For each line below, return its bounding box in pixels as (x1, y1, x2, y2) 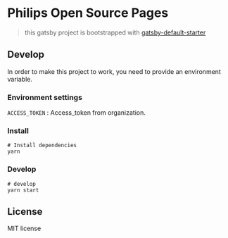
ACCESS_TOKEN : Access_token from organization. (7, 108, 146, 117)
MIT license (7, 224, 42, 233)
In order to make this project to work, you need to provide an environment (7, 67, 222, 75)
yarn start (7, 187, 39, 194)
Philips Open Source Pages (7, 5, 169, 21)
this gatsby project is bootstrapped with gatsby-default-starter (24, 28, 206, 37)
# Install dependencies (7, 142, 77, 149)
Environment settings (7, 92, 83, 102)
